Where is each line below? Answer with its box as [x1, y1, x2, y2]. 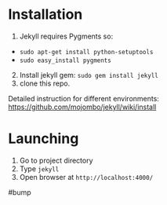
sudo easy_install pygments [19, 57, 111, 64]
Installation [8, 5, 83, 24]
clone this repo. [19, 79, 71, 88]
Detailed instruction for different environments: [8, 93, 159, 103]
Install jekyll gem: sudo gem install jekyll [19, 70, 158, 79]
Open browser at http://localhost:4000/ [19, 172, 154, 181]
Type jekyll [19, 163, 60, 174]
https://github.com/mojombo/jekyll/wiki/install [8, 102, 157, 112]
